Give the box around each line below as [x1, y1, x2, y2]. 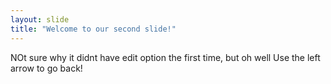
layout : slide [10, 14, 70, 25]
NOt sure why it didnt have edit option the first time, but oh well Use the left [10, 51, 321, 63]
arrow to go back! [10, 62, 83, 74]
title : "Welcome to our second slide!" [10, 24, 177, 34]
